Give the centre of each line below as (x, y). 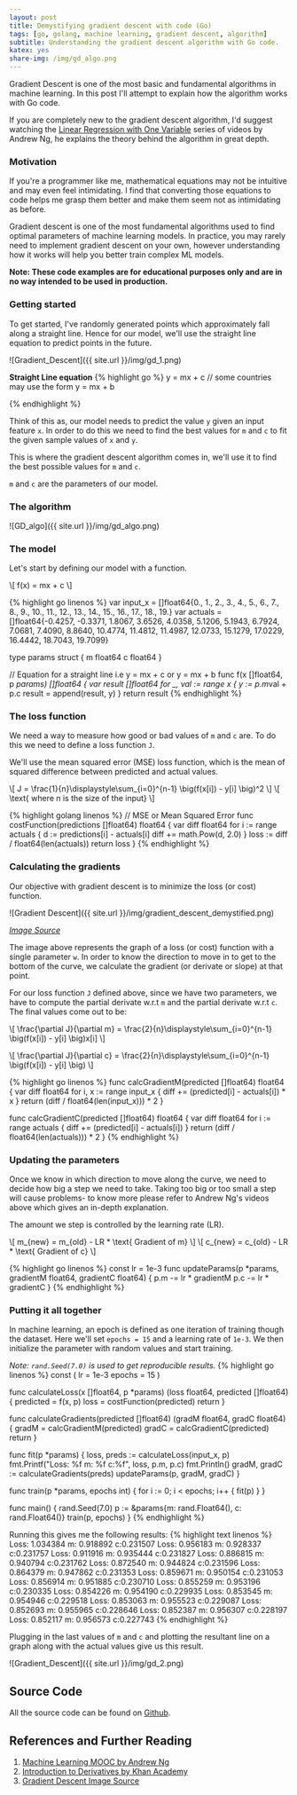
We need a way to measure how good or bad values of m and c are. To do (143, 736)
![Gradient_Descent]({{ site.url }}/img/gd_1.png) (95, 359)
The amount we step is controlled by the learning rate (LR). (117, 1224)
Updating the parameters (64, 1160)
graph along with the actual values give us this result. (106, 1646)
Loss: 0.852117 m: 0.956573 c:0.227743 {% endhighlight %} (119, 1619)
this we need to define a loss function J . (82, 745)
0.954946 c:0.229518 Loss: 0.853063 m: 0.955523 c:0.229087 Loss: (135, 1601)
